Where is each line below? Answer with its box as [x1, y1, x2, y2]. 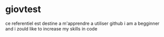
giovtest [5, 4, 41, 15]
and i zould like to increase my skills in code [5, 25, 98, 31]
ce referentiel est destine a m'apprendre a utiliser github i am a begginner [5, 20, 159, 26]
